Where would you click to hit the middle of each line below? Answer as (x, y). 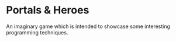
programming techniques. (37, 32)
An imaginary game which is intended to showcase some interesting (88, 26)
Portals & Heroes (48, 10)
